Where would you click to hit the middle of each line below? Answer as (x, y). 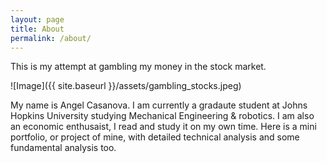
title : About (37, 29)
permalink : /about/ (51, 38)
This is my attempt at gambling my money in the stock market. (138, 67)
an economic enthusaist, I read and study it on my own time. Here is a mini (163, 127)
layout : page (37, 19)
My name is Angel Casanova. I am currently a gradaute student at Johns (159, 105)
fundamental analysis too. (63, 148)
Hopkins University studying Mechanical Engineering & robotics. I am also (162, 116)
